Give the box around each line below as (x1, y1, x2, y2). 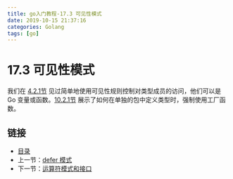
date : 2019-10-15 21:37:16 (7, 17, 87, 24)
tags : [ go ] (7, 29, 39, 37)
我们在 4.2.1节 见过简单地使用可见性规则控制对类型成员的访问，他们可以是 (7, 87, 222, 95)
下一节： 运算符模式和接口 (17, 164, 92, 173)
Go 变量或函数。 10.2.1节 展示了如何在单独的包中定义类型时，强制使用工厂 (7, 95, 220, 104)
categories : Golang (7, 23, 65, 30)
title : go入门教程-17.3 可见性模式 (7, 10, 102, 18)
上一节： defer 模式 (17, 156, 73, 164)
